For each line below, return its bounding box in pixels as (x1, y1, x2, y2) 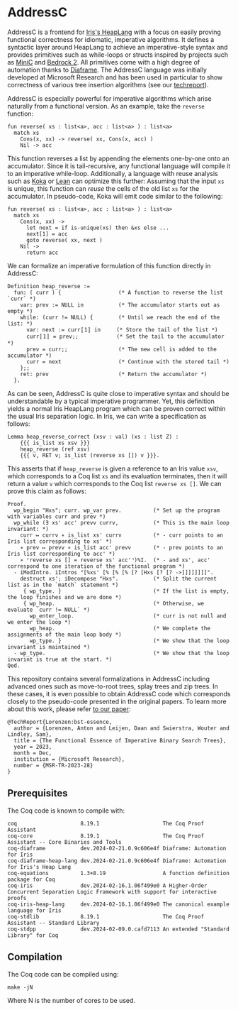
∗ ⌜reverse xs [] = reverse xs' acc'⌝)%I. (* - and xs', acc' (20, 556, 211, 564)
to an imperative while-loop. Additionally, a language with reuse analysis (7, 169, 218, 177)
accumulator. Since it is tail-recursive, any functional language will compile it (7, 161, 231, 170)
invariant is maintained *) (7, 643, 91, 650)
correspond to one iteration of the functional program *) (7, 562, 186, 570)
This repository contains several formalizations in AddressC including (7, 674, 210, 683)
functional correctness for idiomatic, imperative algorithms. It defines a (7, 35, 215, 43)
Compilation (7, 951, 62, 963)
